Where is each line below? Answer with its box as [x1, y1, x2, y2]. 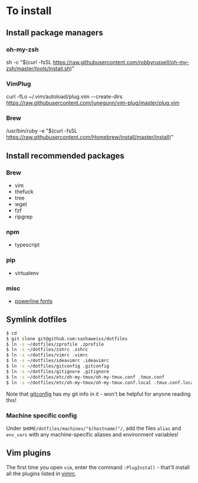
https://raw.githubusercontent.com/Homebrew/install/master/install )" [6, 134, 174, 141]
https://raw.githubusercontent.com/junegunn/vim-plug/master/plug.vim [6, 99, 180, 107]
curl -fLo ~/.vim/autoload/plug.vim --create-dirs [6, 93, 123, 100]
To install [6, 4, 52, 18]
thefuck [14, 188, 34, 195]
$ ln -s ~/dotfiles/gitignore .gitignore [6, 369, 110, 374]
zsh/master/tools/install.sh [6, 65, 71, 72]
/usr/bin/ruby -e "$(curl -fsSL [6, 127, 78, 134]
